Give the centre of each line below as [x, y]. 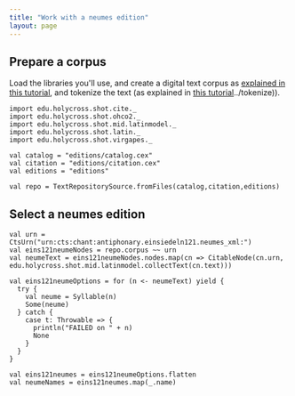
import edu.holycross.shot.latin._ [75, 133]
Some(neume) [47, 305]
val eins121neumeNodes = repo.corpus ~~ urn [93, 250]
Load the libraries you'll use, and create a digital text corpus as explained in [147, 83]
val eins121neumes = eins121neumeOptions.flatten [103, 375]
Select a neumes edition [77, 214]
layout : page [33, 26]
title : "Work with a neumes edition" [79, 17]
